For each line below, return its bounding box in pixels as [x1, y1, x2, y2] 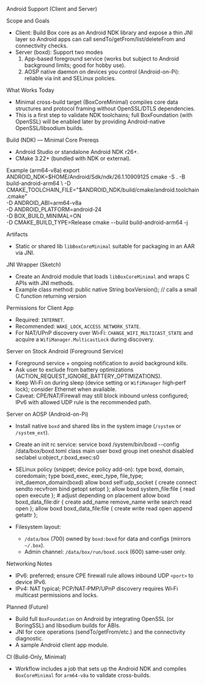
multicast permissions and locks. [15, 591, 99, 599]
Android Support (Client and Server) [6, 6, 98, 12]
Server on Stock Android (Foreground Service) [6, 348, 124, 355]
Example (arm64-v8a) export [6, 167, 80, 174]
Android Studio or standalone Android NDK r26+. [15, 148, 139, 155]
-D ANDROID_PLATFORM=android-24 [6, 206, 102, 213]
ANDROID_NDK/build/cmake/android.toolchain [82, 186, 199, 193]
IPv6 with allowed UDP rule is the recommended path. [15, 399, 152, 405]
